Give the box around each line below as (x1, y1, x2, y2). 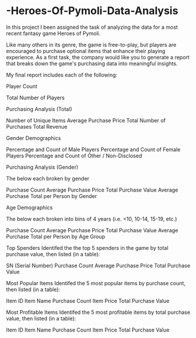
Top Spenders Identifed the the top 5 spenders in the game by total (6, 244, 168, 251)
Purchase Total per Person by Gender (6, 192, 97, 199)
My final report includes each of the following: (6, 71, 117, 78)
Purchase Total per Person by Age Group (6, 233, 106, 240)
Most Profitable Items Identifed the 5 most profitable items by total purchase (6, 309, 191, 316)
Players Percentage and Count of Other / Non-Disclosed (6, 152, 143, 159)
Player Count (6, 82, 38, 89)
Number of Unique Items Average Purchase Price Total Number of (6, 116, 166, 124)
